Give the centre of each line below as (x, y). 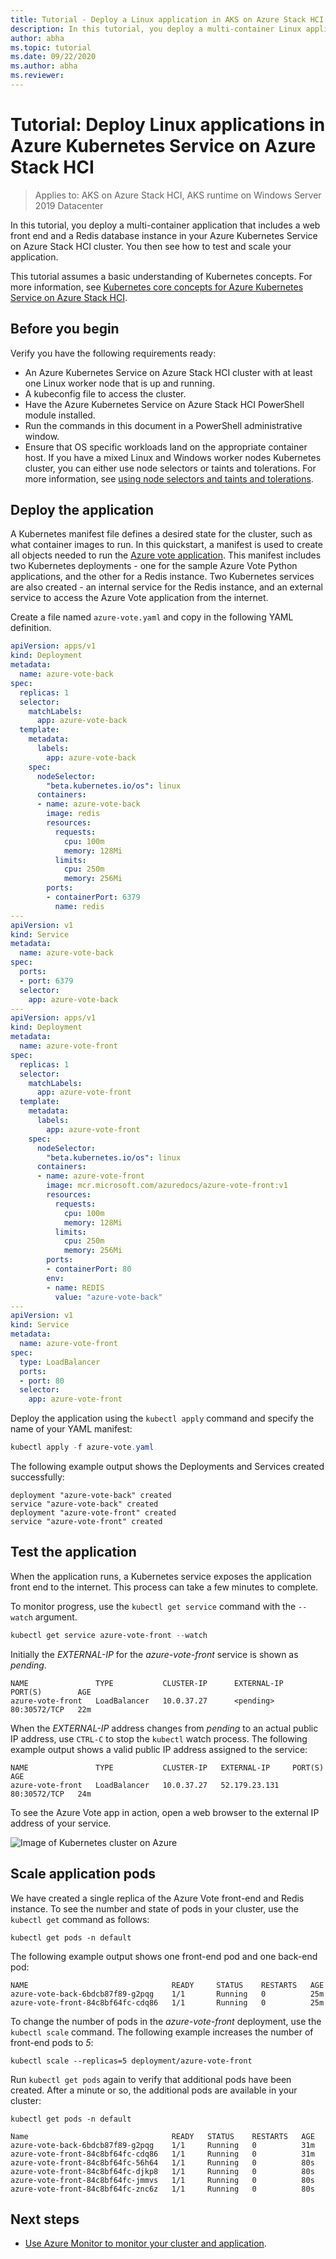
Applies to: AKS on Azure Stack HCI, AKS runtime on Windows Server (178, 195)
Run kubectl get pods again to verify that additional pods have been (151, 2079)
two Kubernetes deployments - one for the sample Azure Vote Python (154, 566)
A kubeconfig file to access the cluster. (105, 393)
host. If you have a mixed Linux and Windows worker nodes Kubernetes (173, 457)
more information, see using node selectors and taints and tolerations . (169, 478)
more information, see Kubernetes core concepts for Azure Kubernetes (157, 287)
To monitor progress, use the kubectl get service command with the (153, 1606)
